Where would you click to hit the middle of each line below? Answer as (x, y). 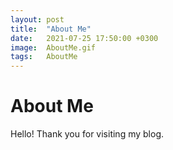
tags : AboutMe (44, 57)
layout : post (37, 19)
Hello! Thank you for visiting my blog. (87, 134)
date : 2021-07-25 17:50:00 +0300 (84, 38)
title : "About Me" (51, 29)
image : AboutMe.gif (53, 47)
